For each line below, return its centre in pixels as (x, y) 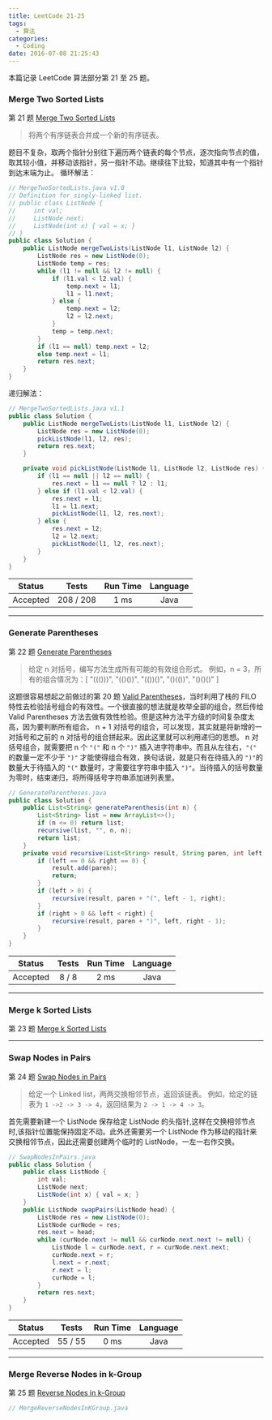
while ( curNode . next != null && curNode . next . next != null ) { (144, 1240)
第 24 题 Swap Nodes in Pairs (57, 1077)
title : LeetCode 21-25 (47, 16)
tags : (17, 24)
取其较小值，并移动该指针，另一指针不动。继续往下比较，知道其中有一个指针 (136, 162)
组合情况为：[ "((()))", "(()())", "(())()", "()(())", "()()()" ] (131, 679)
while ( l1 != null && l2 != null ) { (99, 271)
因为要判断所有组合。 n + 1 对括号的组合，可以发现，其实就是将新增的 (138, 726)
